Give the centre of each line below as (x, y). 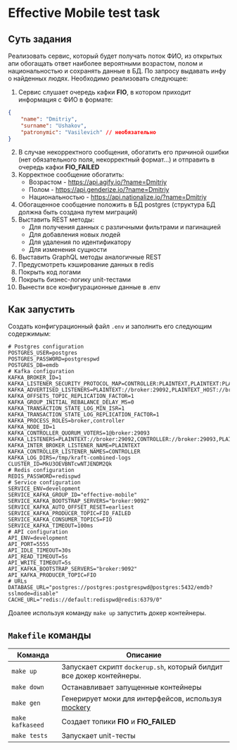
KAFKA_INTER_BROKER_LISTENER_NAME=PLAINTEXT (74, 446)
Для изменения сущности (68, 250)
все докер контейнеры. (101, 676)
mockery (76, 707)
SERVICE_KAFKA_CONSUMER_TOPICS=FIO (60, 520)
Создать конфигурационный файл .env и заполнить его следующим (110, 327)
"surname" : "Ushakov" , (54, 126)
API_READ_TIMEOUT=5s (38, 557)
